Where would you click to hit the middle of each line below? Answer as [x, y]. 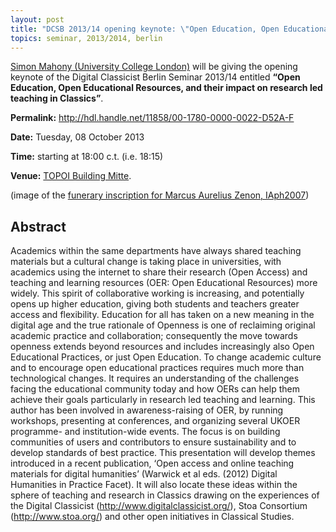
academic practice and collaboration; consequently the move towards [154, 336]
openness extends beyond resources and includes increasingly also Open [162, 347]
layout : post [37, 19]
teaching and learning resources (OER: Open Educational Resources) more [164, 283]
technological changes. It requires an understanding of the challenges [155, 378]
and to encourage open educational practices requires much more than [157, 368]
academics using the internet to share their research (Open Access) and [159, 272]
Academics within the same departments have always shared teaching [156, 251]
